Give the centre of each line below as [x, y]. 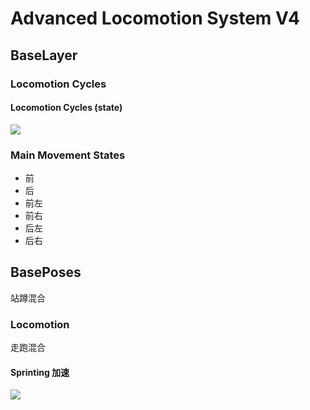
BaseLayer [44, 55]
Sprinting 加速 [40, 372]
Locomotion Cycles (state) [66, 108]
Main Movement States [68, 155]
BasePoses [46, 272]
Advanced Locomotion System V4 [155, 18]
